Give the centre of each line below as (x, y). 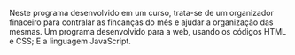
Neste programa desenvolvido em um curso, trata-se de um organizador (142, 13)
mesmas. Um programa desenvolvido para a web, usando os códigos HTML (148, 31)
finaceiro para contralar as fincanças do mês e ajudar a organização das (141, 22)
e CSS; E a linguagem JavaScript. (70, 41)
